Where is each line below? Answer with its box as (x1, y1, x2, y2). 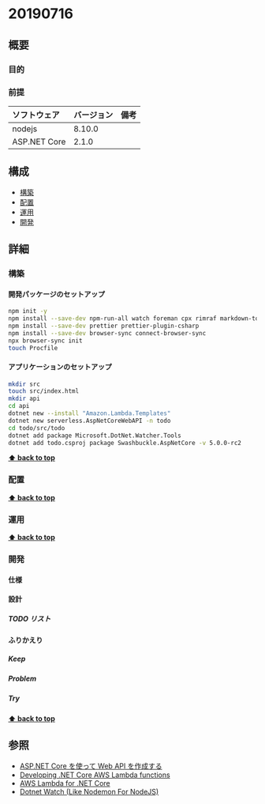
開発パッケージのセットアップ (8, 289, 105, 299)
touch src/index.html (8, 387, 80, 395)
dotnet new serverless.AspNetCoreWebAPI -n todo (8, 417, 171, 425)
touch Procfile (8, 344, 58, 352)
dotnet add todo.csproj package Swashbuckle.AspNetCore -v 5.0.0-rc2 (8, 439, 242, 447)
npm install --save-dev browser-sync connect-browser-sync (8, 329, 207, 337)
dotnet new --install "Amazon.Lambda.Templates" (8, 410, 171, 417)
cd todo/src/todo (8, 424, 65, 432)
